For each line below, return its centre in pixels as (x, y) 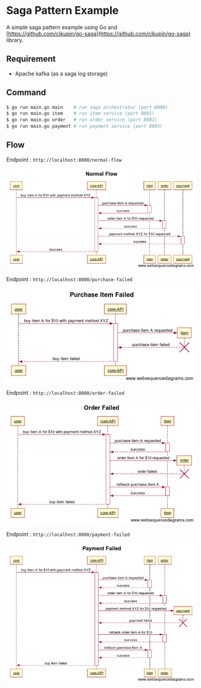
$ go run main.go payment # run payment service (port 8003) (85, 126)
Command (26, 93)
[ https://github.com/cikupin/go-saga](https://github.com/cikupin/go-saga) (98, 33)
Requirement (31, 59)
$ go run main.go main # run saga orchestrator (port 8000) (87, 107)
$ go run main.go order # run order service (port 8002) (82, 120)
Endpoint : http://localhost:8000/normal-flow (64, 159)
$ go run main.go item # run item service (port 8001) (80, 113)
